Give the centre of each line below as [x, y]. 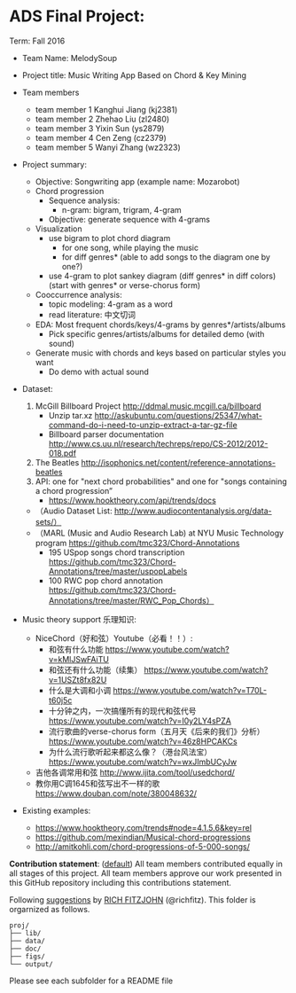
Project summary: [54, 164]
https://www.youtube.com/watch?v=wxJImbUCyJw [143, 762]
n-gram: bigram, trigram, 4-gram [121, 209]
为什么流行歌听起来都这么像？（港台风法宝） [130, 752]
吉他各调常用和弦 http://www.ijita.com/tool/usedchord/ [135, 772]
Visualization [58, 229]
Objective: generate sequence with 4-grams [129, 219]
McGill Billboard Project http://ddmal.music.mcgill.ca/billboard [148, 406]
